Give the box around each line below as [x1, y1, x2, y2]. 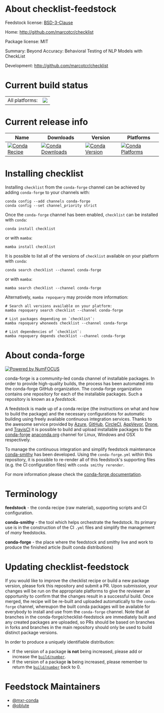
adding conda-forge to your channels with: [5, 189, 90, 195]
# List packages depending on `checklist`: [5, 316, 95, 321]
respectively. [5, 436, 31, 443]
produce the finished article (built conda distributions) [5, 544, 114, 550]
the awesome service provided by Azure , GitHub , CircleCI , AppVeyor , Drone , [5, 421, 159, 427]
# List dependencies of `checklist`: [5, 329, 82, 334]
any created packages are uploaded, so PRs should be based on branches [5, 619, 155, 625]
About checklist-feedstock [5, 3, 117, 15]
